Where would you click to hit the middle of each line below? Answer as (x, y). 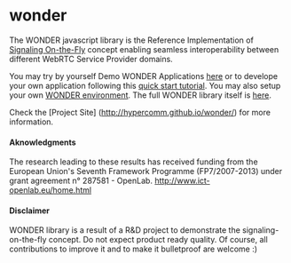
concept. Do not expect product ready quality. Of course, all (158, 240)
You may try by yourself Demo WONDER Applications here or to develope (143, 76)
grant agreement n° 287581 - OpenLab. (81, 181)
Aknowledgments (43, 142)
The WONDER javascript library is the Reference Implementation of (132, 40)
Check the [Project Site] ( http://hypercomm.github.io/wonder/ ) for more (140, 112)
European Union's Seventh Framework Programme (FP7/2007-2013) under (146, 171)
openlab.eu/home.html (50, 190)
